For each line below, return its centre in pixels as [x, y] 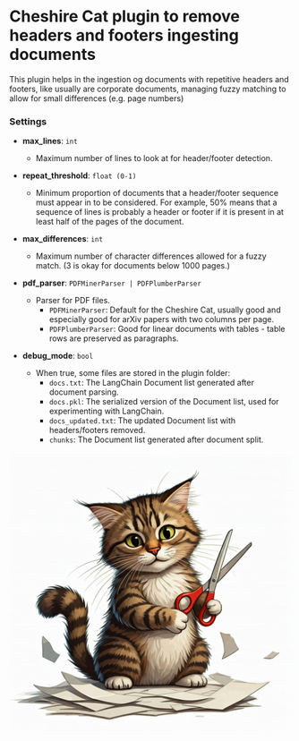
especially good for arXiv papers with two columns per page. [162, 319]
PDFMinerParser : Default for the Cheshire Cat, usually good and [165, 310]
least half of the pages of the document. [110, 222]
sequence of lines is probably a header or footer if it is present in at [160, 212]
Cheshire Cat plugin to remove [124, 17]
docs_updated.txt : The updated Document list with [142, 421]
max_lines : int [50, 141]
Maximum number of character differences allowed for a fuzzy [151, 256]
